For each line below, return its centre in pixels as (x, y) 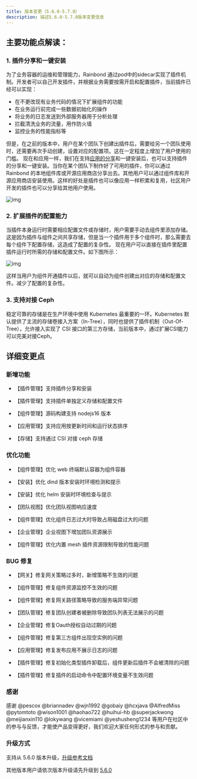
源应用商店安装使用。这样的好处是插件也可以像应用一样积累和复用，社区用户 (98, 181)
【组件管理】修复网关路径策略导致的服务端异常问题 (76, 600)
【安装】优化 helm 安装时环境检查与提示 (63, 494)
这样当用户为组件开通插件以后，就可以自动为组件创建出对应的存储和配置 (93, 276)
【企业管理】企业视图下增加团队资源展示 (63, 532)
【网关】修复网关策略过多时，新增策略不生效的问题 (76, 575)
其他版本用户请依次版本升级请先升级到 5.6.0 (59, 770)
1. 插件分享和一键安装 (36, 61)
